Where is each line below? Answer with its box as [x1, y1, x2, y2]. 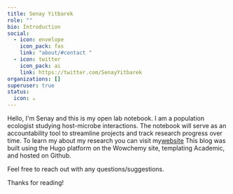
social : [7, 29, 30, 37]
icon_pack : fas [20, 43, 64, 50]
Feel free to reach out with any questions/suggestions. [7, 165, 164, 173]
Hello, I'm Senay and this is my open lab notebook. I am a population [7, 114, 205, 123]
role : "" [7, 17, 33, 24]
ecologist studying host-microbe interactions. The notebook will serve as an [7, 122, 227, 130]
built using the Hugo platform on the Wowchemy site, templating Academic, [7, 144, 225, 152]
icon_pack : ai [20, 62, 61, 69]
